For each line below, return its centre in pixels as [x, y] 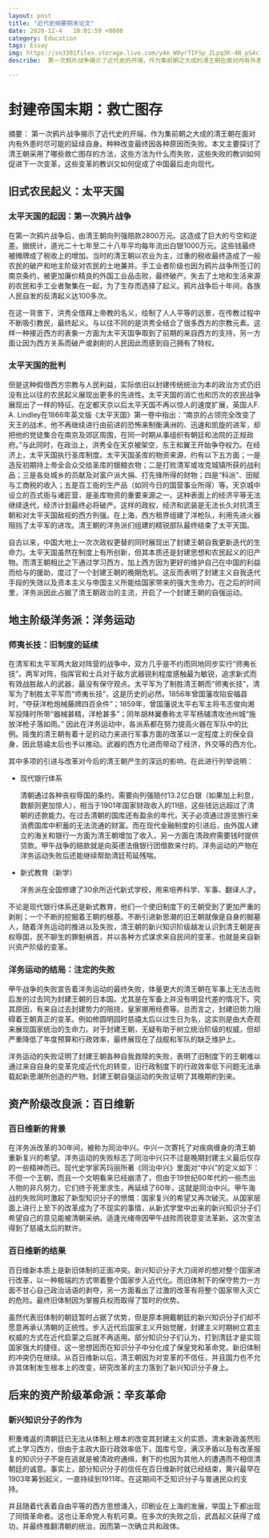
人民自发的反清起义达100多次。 [60, 296]
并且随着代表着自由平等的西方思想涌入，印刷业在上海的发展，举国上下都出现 [134, 1506]
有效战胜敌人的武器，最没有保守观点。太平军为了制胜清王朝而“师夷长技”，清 [134, 684]
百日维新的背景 [37, 1129]
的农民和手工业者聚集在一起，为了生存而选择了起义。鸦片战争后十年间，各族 [134, 285]
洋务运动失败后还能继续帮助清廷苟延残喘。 [90, 855]
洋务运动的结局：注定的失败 [62, 970]
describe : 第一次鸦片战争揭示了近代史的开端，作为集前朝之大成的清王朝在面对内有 [129, 61]
